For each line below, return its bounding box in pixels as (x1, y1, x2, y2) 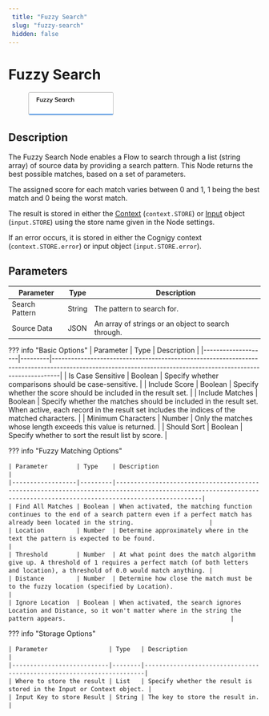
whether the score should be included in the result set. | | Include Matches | (8, 388, 259, 397)
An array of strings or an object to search (94, 319, 230, 328)
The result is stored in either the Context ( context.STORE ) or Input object (8, 208, 246, 218)
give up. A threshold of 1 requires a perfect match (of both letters (8, 558, 249, 566)
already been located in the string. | (8, 518, 214, 526)
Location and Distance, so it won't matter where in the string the (8, 606, 242, 614)
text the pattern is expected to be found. (8, 534, 156, 542)
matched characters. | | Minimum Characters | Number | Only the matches (8, 413, 254, 423)
